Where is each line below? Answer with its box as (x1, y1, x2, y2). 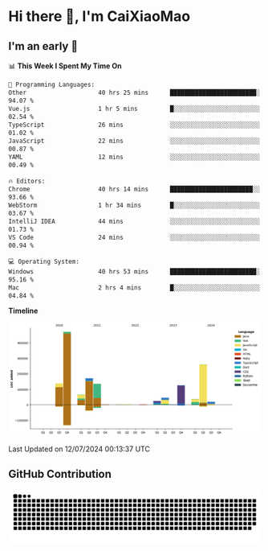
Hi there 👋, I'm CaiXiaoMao (8, 7, 191, 26)
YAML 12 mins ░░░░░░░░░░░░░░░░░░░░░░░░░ (8, 153, 261, 161)
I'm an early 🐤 (8, 39, 79, 53)
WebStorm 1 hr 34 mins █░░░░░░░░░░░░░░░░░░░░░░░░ (8, 201, 261, 209)
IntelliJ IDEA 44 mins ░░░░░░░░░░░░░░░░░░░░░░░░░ (8, 217, 261, 225)
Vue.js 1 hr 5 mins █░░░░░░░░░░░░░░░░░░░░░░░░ (8, 105, 261, 113)
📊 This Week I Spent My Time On (8, 61, 122, 71)
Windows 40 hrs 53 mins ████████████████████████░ (8, 268, 261, 276)
